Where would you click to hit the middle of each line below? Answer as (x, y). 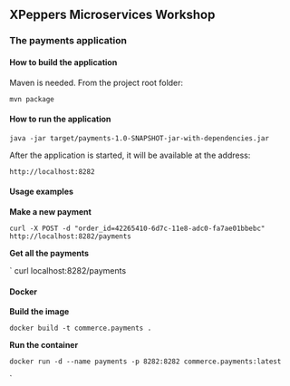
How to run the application (60, 119)
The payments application (68, 41)
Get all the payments (49, 253)
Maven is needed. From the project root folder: (97, 82)
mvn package (32, 99)
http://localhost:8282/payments (70, 236)
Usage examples (42, 192)
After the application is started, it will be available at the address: (130, 155)
